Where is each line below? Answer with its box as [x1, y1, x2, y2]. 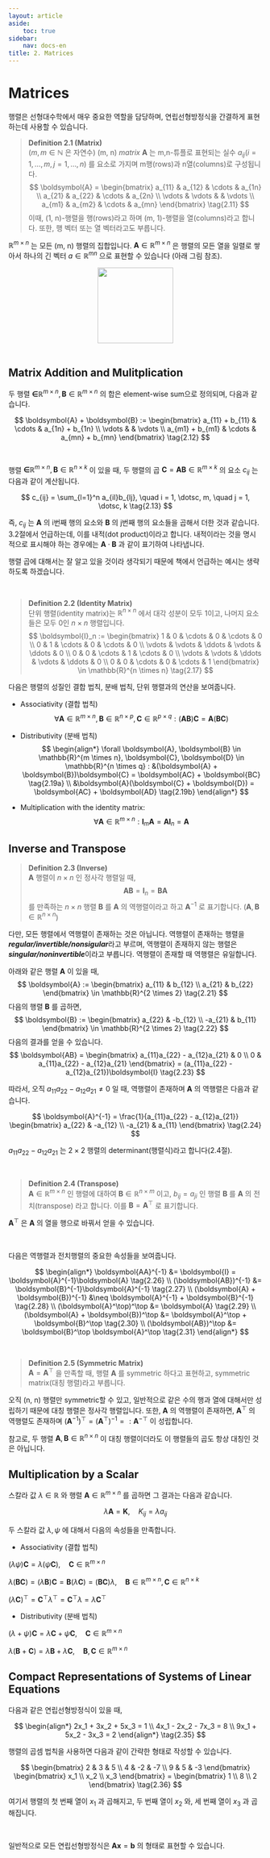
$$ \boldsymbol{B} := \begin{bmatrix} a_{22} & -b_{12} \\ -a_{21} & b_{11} [14, 1015, 257, 1025]
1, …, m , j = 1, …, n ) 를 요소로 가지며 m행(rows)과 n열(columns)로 [27, 159, 234, 169]
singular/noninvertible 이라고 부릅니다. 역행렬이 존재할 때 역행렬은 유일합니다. [8, 950, 257, 959]
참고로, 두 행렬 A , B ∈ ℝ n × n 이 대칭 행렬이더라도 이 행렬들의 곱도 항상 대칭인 [8, 1432, 251, 1443]
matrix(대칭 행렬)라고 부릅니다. [27, 1378, 126, 1388]
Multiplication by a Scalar [8, 1468, 139, 1481]
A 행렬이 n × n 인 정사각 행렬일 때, [27, 873, 136, 883]
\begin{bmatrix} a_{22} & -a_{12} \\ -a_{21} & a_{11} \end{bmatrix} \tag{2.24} [9, 1121, 262, 1130]
